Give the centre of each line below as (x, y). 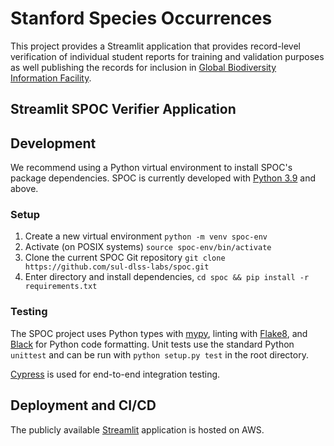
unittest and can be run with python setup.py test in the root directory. (159, 354)
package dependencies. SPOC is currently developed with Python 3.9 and (163, 178)
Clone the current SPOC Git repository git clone (125, 258)
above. (24, 189)
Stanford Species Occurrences (141, 18)
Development (53, 143)
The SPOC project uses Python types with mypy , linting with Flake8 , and (159, 333)
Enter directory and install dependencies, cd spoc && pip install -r (167, 277)
